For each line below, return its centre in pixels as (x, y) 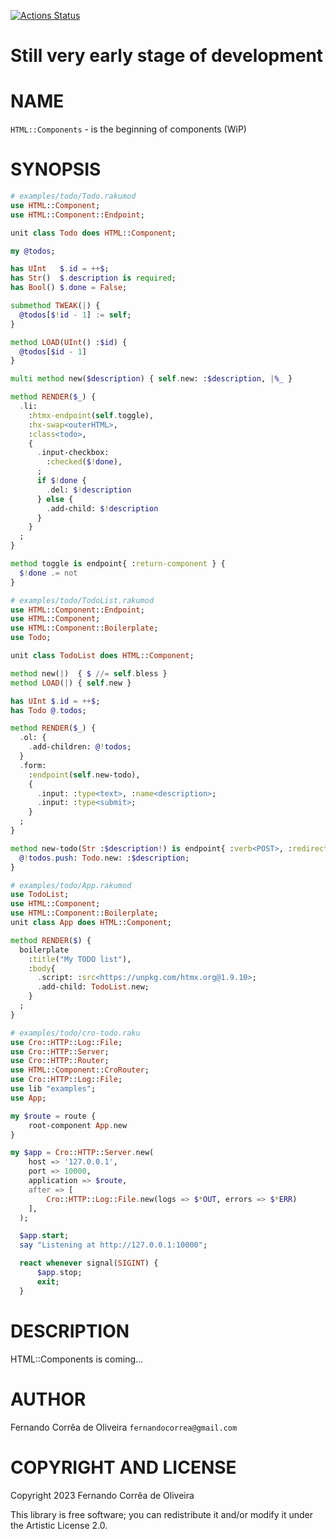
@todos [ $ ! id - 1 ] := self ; (75, 315)
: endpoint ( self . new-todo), (84, 775)
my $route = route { (53, 1116)
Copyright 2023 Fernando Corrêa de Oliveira (102, 1495)
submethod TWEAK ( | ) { (55, 306)
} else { (55, 499)
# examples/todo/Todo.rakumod (73, 196)
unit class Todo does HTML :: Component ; (93, 233)
